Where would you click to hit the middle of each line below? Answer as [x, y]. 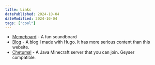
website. [21, 47]
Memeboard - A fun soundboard [44, 37]
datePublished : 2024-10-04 [32, 14]
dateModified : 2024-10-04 [31, 18]
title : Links [18, 9]
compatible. [24, 57]
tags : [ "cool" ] [20, 23]
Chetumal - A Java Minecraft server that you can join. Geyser [73, 52]
